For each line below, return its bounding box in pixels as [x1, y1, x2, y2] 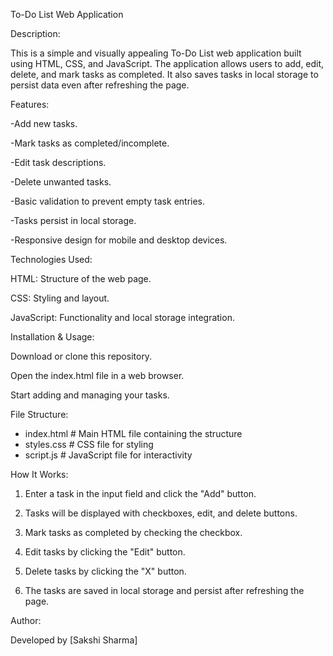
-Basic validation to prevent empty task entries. [10, 195, 206, 207]
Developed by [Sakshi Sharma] [10, 634, 138, 646]
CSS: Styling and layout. [10, 292, 110, 304]
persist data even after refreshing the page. [10, 79, 190, 91]
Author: [10, 615, 42, 626]
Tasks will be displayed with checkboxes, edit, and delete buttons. [24, 507, 298, 519]
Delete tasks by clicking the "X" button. [24, 565, 187, 577]
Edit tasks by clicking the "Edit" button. [24, 546, 186, 558]
